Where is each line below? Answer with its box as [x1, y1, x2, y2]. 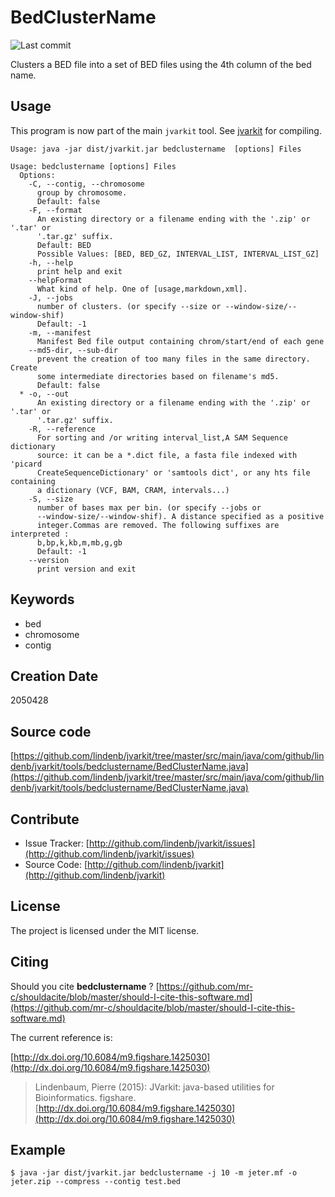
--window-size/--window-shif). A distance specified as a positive [36, 511, 325, 521]
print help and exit [36, 266, 123, 276]
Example [10, 1142, 66, 1159]
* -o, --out [19, 389, 70, 399]
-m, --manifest [28, 327, 92, 338]
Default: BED [36, 240, 92, 250]
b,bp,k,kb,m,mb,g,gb [36, 537, 123, 548]
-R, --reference [28, 424, 97, 434]
